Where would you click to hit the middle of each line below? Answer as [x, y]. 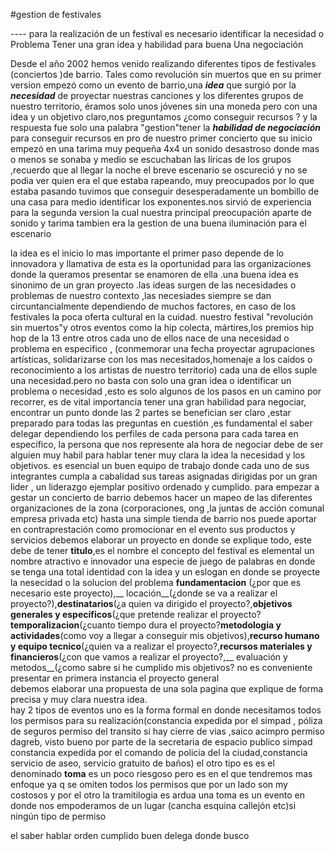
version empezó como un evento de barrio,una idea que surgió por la [153, 85]
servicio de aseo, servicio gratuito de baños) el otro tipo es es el [142, 763]
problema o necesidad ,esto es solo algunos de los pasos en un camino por [166, 391]
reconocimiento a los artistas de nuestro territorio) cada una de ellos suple [164, 370]
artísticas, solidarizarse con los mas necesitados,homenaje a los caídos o [161, 359]
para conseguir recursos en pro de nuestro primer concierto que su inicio [161, 138]
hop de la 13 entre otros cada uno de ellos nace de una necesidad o [150, 338]
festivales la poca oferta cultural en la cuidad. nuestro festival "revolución [162, 317]
